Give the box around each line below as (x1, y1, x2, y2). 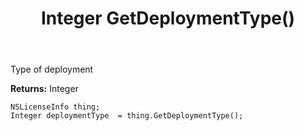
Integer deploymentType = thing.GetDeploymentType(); (10, 111, 244, 121)
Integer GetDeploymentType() (40, 7, 296, 30)
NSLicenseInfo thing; (10, 102, 101, 112)
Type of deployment (10, 63, 94, 76)
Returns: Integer (10, 83, 79, 95)
